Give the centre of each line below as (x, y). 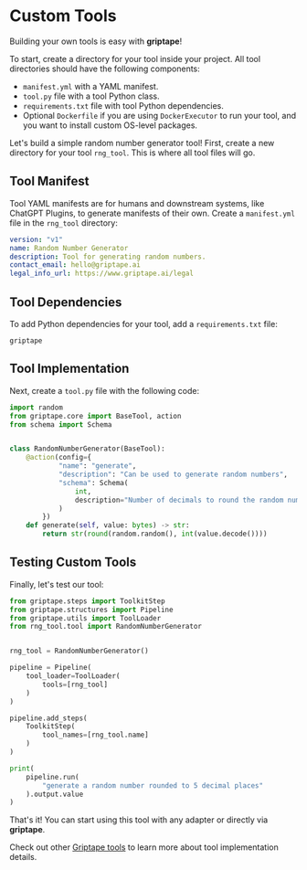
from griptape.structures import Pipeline (91, 610)
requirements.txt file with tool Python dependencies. (123, 105)
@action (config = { (59, 458)
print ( (22, 769)
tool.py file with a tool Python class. (91, 96)
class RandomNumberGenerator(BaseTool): (88, 449)
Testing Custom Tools (73, 562)
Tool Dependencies (66, 302)
